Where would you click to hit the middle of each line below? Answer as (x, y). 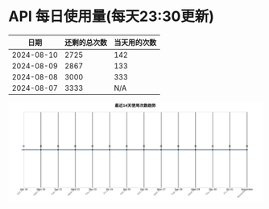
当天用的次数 (135, 43)
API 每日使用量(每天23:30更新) (112, 16)
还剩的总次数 (85, 43)
